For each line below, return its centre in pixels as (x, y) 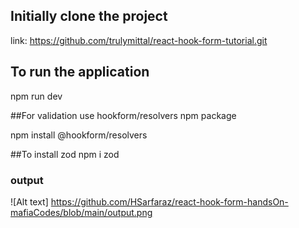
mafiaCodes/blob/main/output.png (81, 212)
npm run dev (36, 96)
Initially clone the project (89, 16)
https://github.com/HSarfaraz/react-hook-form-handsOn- (169, 201)
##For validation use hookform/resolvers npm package (123, 115)
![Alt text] (29, 201)
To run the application (80, 72)
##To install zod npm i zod (65, 154)
